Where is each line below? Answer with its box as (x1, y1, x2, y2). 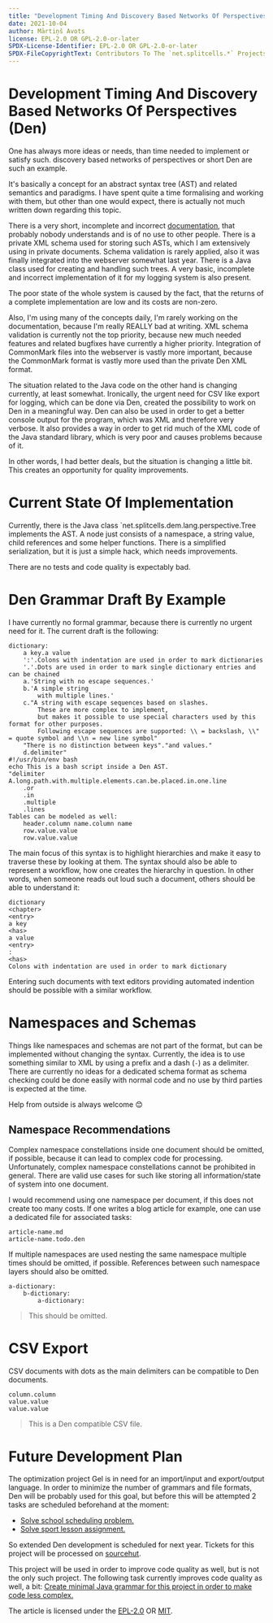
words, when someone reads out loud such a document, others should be (8, 874, 256, 883)
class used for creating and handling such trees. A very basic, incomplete (8, 263, 255, 273)
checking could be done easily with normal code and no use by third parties (8, 1074, 262, 1085)
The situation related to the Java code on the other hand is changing (8, 380, 238, 390)
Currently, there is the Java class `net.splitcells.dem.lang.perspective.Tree (8, 520, 257, 530)
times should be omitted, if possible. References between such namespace (8, 1257, 260, 1268)
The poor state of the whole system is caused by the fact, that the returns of (8, 288, 264, 297)
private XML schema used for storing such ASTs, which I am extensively (8, 237, 250, 248)
